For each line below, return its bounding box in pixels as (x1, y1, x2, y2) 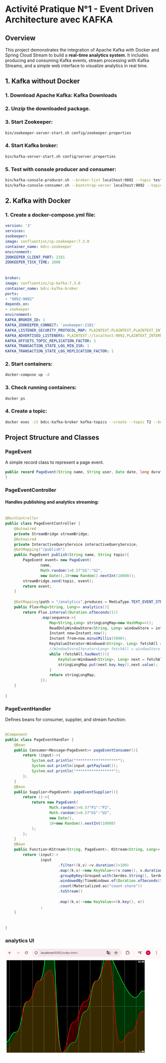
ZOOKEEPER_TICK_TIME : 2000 (5, 260, 61, 265)
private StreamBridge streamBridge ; (14, 531, 90, 536)
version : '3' (5, 223, 32, 229)
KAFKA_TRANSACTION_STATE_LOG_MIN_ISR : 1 (5, 344, 90, 349)
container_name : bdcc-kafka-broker (5, 286, 79, 291)
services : (5, 229, 26, 234)
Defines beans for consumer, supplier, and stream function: (5, 716, 126, 722)
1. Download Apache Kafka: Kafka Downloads (5, 92, 117, 99)
